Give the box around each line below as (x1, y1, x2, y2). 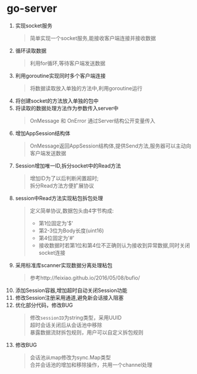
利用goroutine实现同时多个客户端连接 (15, 72, 106, 79)
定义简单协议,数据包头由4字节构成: (29, 207, 114, 214)
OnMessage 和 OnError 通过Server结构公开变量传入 (29, 117, 155, 124)
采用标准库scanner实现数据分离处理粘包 (15, 261, 113, 268)
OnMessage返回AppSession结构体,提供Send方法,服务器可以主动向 (29, 142, 192, 149)
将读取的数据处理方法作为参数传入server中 (15, 104, 119, 111)
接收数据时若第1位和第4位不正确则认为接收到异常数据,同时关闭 (38, 241, 191, 249)
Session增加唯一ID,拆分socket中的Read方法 (15, 162, 121, 169)
